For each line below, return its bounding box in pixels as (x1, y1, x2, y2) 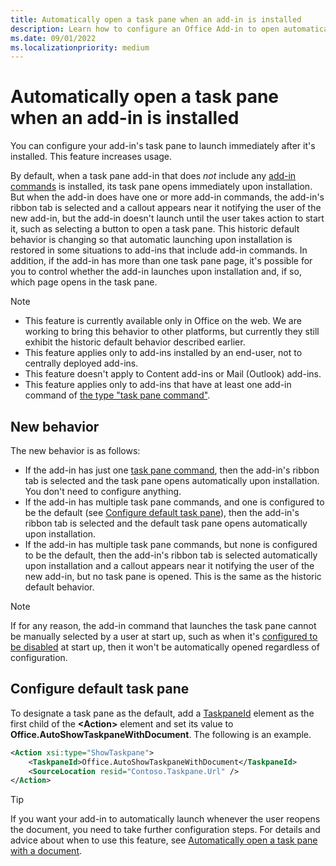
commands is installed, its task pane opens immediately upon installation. (10, 181, 313, 193)
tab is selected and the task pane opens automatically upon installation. (24, 475, 320, 486)
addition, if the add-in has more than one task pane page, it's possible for (10, 255, 313, 267)
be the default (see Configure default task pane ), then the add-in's (24, 507, 300, 518)
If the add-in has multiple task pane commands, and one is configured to (24, 496, 325, 508)
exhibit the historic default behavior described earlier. (24, 336, 246, 348)
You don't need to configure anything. (24, 486, 182, 497)
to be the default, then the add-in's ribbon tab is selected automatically (24, 549, 318, 561)
